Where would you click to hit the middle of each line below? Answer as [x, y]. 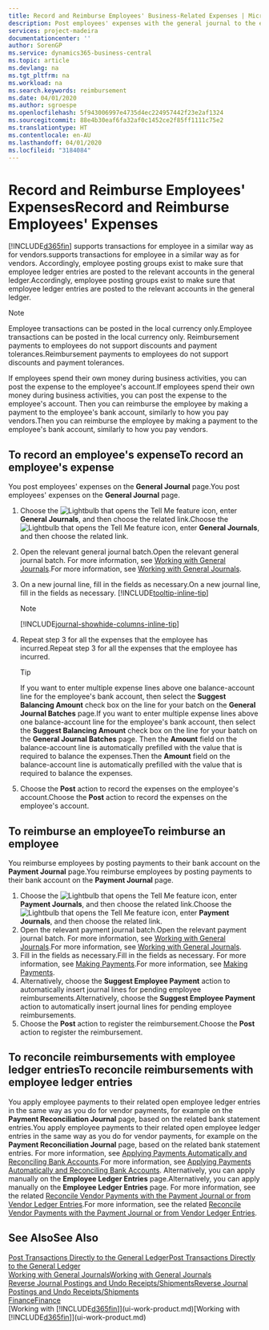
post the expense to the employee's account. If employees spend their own [131, 387]
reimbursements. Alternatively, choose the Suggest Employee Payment [138, 997]
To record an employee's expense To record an [126, 455]
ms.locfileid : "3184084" [50, 150]
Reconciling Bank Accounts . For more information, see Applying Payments [130, 1161]
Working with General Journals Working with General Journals [110, 1275]
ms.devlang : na [34, 68]
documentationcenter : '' [50, 38]
